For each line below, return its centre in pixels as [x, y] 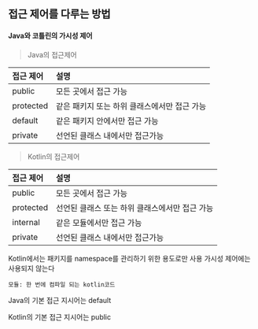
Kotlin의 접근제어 [53, 157]
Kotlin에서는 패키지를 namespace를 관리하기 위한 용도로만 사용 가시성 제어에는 [129, 258]
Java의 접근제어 [52, 54]
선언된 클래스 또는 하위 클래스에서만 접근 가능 [135, 208]
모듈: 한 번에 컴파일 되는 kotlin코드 [62, 285]
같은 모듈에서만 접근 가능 [99, 223]
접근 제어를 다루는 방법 [60, 14]
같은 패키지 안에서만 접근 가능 [107, 120]
